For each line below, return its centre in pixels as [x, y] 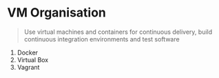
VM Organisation [57, 13]
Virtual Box [33, 59]
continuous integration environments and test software [102, 39]
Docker [28, 52]
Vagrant [28, 67]
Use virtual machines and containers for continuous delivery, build [118, 32]
